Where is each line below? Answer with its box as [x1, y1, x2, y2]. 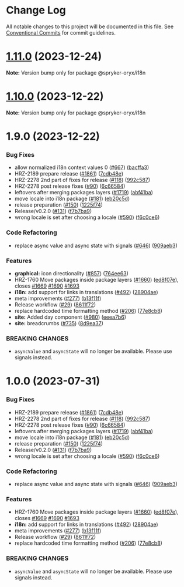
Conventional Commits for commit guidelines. [6, 29, 116, 36]
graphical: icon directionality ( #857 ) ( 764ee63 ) [14, 269, 129, 276]
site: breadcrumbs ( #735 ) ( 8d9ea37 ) [14, 319, 103, 326]
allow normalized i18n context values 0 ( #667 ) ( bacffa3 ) [14, 164, 150, 171]
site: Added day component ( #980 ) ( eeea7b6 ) [14, 313, 127, 321]
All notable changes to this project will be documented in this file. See [6, 23, 174, 30]
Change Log [6, 4, 66, 17]
